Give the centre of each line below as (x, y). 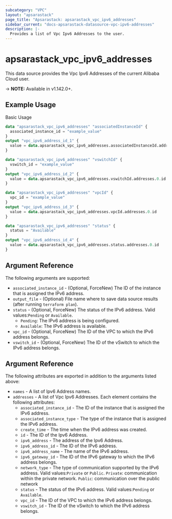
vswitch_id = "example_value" (42, 164)
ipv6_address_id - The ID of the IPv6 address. (69, 446)
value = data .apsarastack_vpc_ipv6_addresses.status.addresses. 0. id (84, 245)
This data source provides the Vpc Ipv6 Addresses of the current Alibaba (82, 73)
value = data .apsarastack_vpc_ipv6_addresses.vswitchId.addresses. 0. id (88, 179)
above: (13, 382)
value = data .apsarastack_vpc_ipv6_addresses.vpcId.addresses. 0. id (83, 212)
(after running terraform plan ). (45, 304)
